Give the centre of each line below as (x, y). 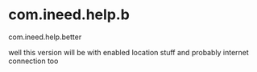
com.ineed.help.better (45, 37)
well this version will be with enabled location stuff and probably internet (129, 52)
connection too (33, 61)
